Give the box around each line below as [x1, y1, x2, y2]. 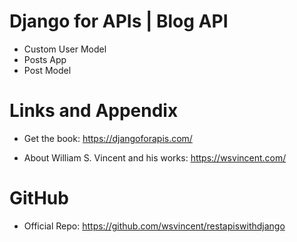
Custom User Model [23, 43, 107, 55]
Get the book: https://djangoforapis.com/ [23, 132, 193, 144]
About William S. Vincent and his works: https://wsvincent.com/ [23, 151, 287, 164]
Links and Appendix [9, 100, 179, 122]
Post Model [23, 64, 72, 76]
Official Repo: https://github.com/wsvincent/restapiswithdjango [23, 220, 286, 232]
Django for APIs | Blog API [9, 10, 229, 33]
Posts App [23, 53, 67, 65]
